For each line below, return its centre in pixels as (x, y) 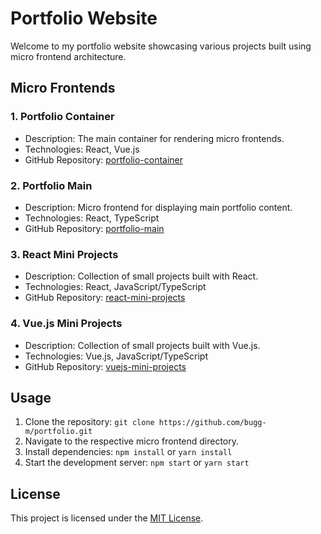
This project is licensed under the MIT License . (107, 518)
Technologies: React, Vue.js (82, 149)
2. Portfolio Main (51, 185)
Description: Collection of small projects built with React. (141, 276)
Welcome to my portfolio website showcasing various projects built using (161, 46)
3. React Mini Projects (64, 254)
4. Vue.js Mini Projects (66, 324)
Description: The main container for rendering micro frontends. (154, 138)
